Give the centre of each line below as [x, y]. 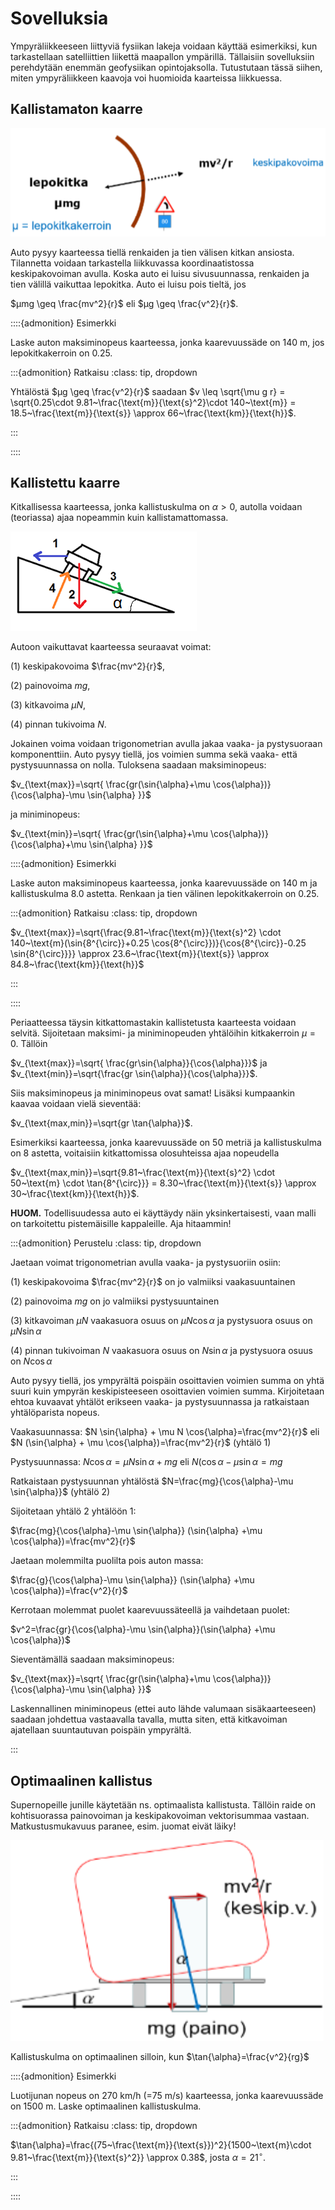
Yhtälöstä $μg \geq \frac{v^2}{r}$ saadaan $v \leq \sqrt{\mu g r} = [148, 391]
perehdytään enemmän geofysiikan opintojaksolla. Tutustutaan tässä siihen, [166, 67]
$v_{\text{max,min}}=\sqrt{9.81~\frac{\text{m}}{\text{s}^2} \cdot [143, 1173]
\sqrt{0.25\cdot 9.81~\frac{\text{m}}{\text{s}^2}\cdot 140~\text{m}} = [153, 402]
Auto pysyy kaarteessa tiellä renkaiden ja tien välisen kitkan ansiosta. [152, 252]
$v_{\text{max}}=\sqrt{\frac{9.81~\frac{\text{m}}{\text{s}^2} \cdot [146, 933]
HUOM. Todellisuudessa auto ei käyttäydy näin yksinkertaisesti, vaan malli [163, 1213]
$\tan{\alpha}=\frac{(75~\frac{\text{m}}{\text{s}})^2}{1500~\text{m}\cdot [161, 2145]
